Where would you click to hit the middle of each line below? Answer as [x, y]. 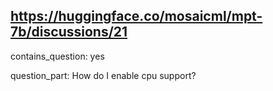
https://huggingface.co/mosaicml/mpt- [136, 16]
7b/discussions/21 [69, 32]
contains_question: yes [57, 56]
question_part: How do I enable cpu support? [103, 75]
